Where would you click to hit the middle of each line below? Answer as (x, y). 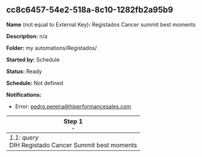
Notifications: (24, 95)
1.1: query (24, 137)
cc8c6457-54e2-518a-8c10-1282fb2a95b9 (90, 10)
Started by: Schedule (33, 59)
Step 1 (73, 121)
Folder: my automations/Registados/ (52, 48)
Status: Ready (24, 71)
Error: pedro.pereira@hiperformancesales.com (73, 106)
